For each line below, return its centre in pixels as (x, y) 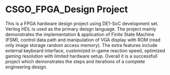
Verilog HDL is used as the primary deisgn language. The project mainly (81, 29)
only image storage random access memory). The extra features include (81, 45)
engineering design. (26, 67)
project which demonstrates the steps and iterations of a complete (75, 61)
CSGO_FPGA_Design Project (67, 9)
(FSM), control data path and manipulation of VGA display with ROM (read (83, 40)
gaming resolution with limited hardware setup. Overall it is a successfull (81, 56)
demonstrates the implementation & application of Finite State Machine (80, 34)
